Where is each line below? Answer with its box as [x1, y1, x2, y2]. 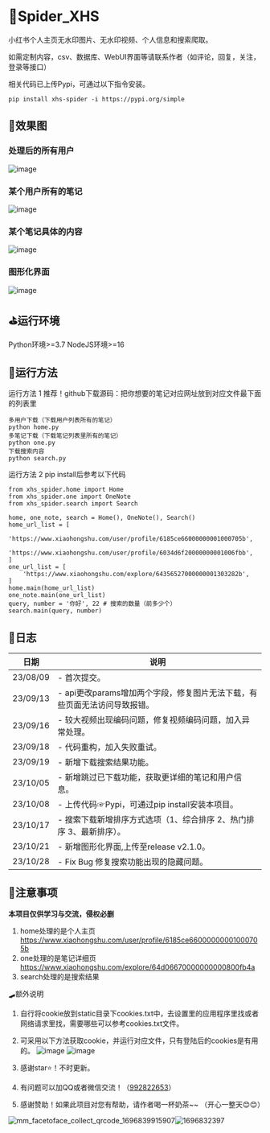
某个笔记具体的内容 [8, 225, 83, 237]
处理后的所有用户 [8, 145, 75, 156]
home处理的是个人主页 [19, 925, 96, 936]
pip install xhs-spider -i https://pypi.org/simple [8, 95, 185, 103]
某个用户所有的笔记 [8, 185, 83, 196]
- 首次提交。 [57, 672, 106, 683]
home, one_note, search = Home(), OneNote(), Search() [8, 514, 196, 522]
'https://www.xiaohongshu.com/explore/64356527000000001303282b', [22, 571, 250, 579]
